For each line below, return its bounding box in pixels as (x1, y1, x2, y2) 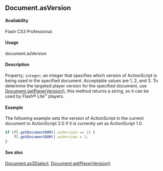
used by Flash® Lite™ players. (5, 93, 65, 99)
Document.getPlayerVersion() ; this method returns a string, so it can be (5, 88, 149, 94)
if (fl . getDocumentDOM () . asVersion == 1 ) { (5, 130, 95, 135)
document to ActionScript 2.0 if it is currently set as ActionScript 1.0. (5, 121, 143, 127)
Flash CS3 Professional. (5, 28, 53, 34)
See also (5, 150, 23, 155)
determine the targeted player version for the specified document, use (5, 83, 147, 88)
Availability (5, 17, 28, 23)
